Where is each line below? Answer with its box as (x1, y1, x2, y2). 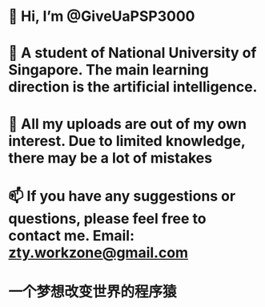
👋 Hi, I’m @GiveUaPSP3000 (8, 7, 195, 26)
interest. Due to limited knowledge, (8, 131, 246, 150)
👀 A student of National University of (8, 44, 257, 63)
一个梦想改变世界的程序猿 (8, 282, 178, 301)
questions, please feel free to (8, 209, 207, 228)
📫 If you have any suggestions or (8, 187, 236, 205)
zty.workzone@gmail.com (8, 244, 189, 261)
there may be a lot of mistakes (8, 148, 213, 167)
